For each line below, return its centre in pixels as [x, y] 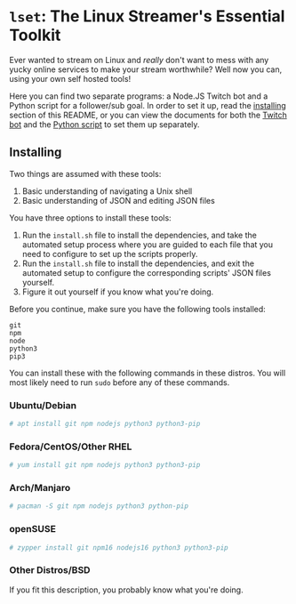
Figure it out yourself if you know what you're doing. [118, 292]
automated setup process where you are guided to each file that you [148, 244]
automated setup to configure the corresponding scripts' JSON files [146, 272]
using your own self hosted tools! [70, 78]
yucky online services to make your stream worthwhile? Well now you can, [146, 69]
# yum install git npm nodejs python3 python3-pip [105, 465]
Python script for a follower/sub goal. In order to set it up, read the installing [148, 105]
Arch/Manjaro [40, 488]
